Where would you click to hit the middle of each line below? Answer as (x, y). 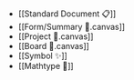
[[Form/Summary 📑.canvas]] (72, 27)
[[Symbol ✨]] (43, 55)
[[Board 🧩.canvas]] (53, 46)
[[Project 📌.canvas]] (56, 36)
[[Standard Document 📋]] (67, 14)
